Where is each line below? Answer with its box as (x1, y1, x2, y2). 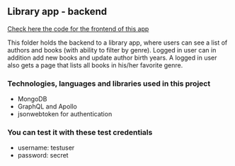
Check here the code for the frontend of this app (7, 24, 149, 33)
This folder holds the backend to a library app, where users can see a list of (7, 38, 228, 47)
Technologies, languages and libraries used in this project (7, 78, 211, 88)
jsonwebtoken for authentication (17, 110, 113, 118)
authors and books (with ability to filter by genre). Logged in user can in (7, 45, 217, 54)
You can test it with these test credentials (7, 128, 153, 138)
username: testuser (17, 143, 75, 152)
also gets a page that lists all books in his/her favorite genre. (7, 60, 183, 70)
